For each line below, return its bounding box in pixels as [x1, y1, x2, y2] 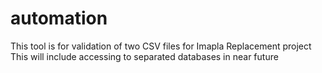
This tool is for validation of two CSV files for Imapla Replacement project [10, 40, 312, 52]
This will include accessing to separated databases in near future [10, 50, 279, 62]
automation [10, 7, 108, 30]
